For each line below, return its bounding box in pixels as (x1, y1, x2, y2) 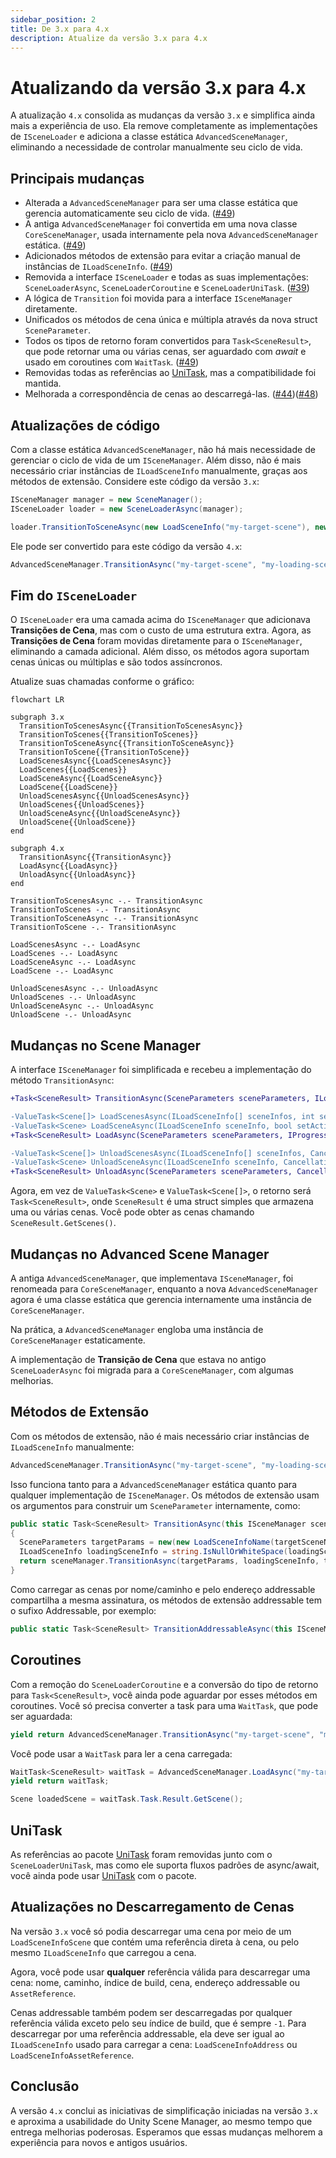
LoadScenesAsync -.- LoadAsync (10, 940, 141, 950)
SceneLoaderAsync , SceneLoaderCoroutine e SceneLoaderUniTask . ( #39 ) (24, 282, 310, 294)
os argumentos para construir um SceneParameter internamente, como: (10, 1499, 301, 1511)
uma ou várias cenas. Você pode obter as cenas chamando (10, 1206, 255, 1218)
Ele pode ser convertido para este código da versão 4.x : (10, 540, 243, 552)
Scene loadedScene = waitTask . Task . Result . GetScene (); (10, 1794, 244, 1805)
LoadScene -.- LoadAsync (10, 966, 114, 976)
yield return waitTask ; (10, 1776, 110, 1786)
